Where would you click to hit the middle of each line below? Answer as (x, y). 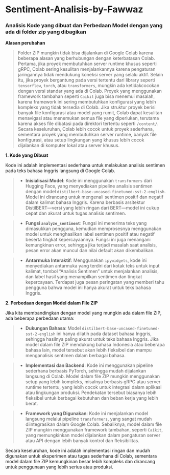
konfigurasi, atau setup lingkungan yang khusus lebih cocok (81, 140)
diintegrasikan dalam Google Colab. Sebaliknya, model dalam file (94, 424)
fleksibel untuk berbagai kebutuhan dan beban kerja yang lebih (92, 398)
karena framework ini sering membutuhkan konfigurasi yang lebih (87, 102)
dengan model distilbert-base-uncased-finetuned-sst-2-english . (95, 192)
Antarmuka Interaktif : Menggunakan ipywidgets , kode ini (86, 260)
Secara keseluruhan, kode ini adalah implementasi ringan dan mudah (78, 451)
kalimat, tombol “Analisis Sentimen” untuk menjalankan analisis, (92, 271)
